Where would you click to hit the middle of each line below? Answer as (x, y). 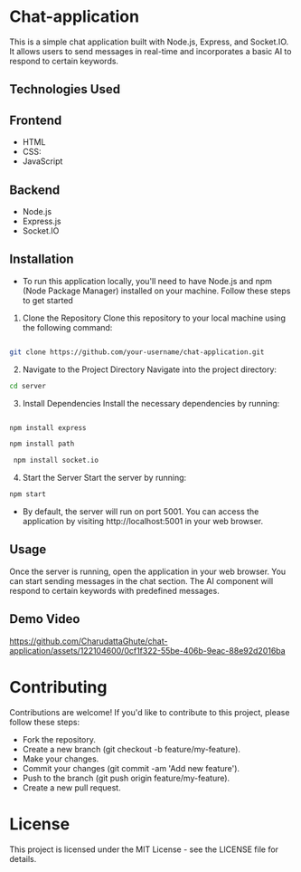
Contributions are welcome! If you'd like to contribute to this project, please (150, 712)
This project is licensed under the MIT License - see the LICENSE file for (144, 849)
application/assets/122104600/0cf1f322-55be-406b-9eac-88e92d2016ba (148, 650)
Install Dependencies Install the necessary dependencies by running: (151, 403)
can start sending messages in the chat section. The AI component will (141, 580)
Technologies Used (65, 89)
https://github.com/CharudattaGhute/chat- (89, 641)
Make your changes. (61, 759)
